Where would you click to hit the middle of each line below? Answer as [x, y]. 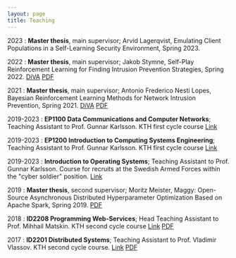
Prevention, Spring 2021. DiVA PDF [58, 105]
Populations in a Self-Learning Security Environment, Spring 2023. [104, 48]
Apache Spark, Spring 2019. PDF [55, 204]
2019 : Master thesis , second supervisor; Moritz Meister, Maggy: [102, 190]
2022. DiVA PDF [31, 76]
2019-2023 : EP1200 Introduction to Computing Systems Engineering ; [111, 140]
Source [18, 197]
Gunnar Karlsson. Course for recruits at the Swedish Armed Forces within [114, 168]
